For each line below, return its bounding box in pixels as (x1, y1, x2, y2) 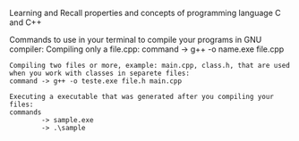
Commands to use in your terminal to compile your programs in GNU (9, 35, 262, 45)
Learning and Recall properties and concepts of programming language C (9, 8, 281, 18)
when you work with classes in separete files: (9, 69, 191, 78)
